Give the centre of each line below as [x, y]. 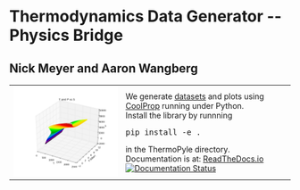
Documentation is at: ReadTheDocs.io [195, 159]
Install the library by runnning [179, 115]
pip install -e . [163, 132]
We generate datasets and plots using [195, 96]
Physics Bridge [66, 35]
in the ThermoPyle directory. [178, 149]
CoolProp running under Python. [185, 105]
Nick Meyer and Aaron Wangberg [104, 68]
